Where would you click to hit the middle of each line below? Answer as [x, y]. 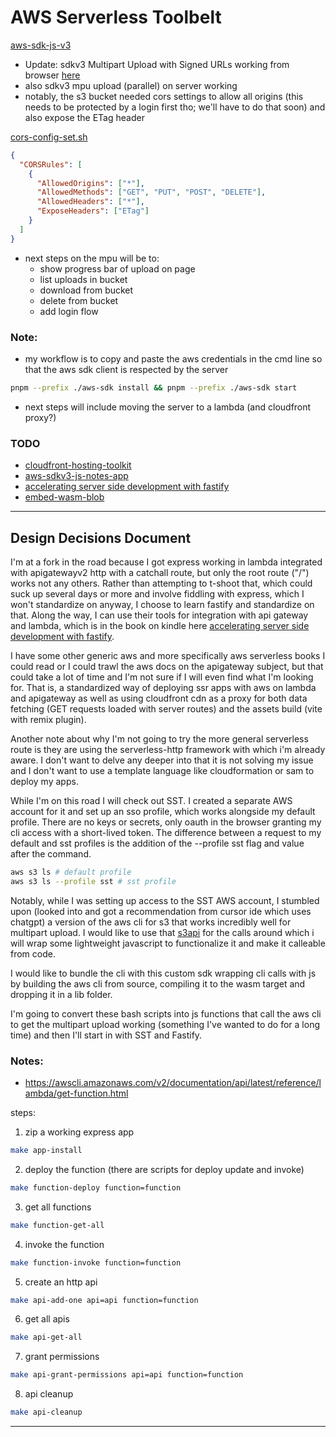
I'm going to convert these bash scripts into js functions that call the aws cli [166, 1013]
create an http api [61, 1282]
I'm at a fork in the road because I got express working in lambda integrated [166, 562]
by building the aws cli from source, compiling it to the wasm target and [158, 983]
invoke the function [64, 1244]
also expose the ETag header [84, 117]
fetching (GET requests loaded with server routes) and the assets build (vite [166, 708]
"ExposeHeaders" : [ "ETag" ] [93, 211]
